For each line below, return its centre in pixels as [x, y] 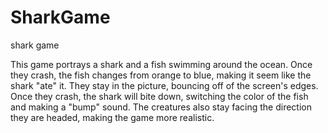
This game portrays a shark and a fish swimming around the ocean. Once [161, 64]
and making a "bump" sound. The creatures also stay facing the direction [161, 107]
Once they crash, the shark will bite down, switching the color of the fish [159, 96]
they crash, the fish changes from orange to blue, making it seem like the [161, 75]
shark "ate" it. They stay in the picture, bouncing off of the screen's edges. [164, 85]
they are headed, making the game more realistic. [112, 117]
